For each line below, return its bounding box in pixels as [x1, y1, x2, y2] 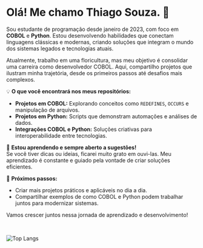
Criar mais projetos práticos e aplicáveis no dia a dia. [15, 186, 147, 193]
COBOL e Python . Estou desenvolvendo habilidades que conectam [6, 32, 174, 39]
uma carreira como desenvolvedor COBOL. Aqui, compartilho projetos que [6, 63, 193, 70]
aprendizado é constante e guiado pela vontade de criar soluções [6, 156, 171, 164]
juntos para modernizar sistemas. [15, 199, 99, 207]
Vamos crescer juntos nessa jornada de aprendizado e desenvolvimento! [6, 211, 188, 218]
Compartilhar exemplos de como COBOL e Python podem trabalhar [15, 193, 184, 200]
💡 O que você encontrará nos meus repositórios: [6, 87, 131, 95]
